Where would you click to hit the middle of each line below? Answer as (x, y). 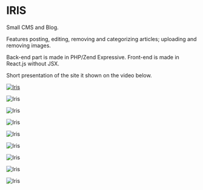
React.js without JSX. (33, 64)
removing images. (29, 45)
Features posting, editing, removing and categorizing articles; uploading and (101, 39)
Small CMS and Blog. (32, 27)
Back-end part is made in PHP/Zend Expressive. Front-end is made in (93, 57)
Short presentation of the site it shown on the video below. (79, 75)
